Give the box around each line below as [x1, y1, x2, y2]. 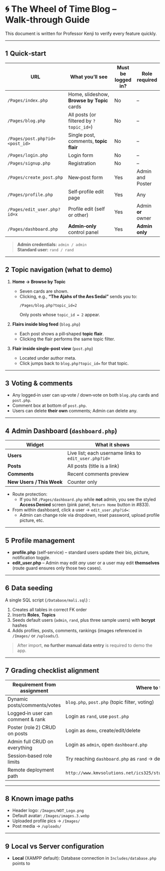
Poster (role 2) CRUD [7, 724, 56, 731]
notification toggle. [12, 555, 51, 560]
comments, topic [68, 137, 108, 144]
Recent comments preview [67, 470, 129, 477]
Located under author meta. [19, 355, 77, 361]
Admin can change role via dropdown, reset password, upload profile [19, 512, 160, 518]
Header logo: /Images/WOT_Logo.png [12, 807, 84, 813]
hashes [12, 622, 27, 628]
